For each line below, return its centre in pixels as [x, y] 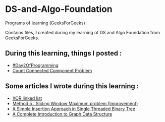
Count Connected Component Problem [52, 70]
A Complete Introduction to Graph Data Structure [62, 114]
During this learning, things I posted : [64, 53]
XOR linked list [27, 98]
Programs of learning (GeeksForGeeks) [45, 23]
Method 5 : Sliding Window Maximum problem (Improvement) [75, 103]
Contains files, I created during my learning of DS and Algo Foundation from [82, 32]
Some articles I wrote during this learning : [72, 86]
